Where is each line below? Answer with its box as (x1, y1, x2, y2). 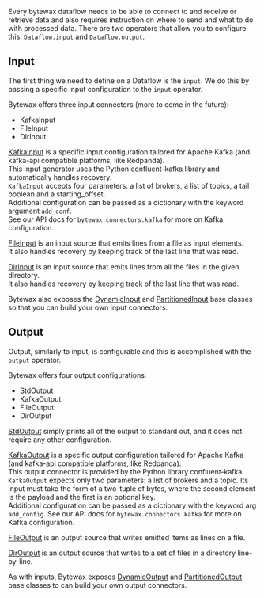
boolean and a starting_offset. (8, 189, 106, 199)
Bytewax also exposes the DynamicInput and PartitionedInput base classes (8, 294, 253, 303)
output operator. (8, 355, 62, 364)
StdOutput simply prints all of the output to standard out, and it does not (8, 426, 243, 436)
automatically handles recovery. (8, 172, 112, 181)
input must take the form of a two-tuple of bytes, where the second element (8, 483, 255, 493)
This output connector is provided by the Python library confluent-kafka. (8, 467, 245, 476)
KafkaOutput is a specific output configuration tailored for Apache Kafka (8, 450, 244, 459)
